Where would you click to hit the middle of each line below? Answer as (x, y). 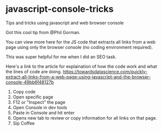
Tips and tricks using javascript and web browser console (65, 23)
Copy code (24, 91)
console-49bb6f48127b (30, 82)
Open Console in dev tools (40, 107)
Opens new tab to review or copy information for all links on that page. (85, 118)
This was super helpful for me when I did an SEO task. (61, 57)
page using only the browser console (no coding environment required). (79, 47)
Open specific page (33, 97)
